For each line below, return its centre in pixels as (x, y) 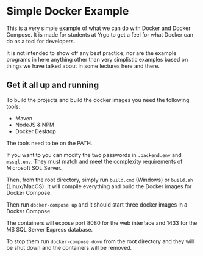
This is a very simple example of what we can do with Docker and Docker (98, 28)
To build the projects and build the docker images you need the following (98, 100)
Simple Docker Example (68, 11)
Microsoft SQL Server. (34, 168)
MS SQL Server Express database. (50, 229)
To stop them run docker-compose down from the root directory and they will (100, 241)
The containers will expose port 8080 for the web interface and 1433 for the (102, 223)
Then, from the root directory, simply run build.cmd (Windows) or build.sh (100, 180)
